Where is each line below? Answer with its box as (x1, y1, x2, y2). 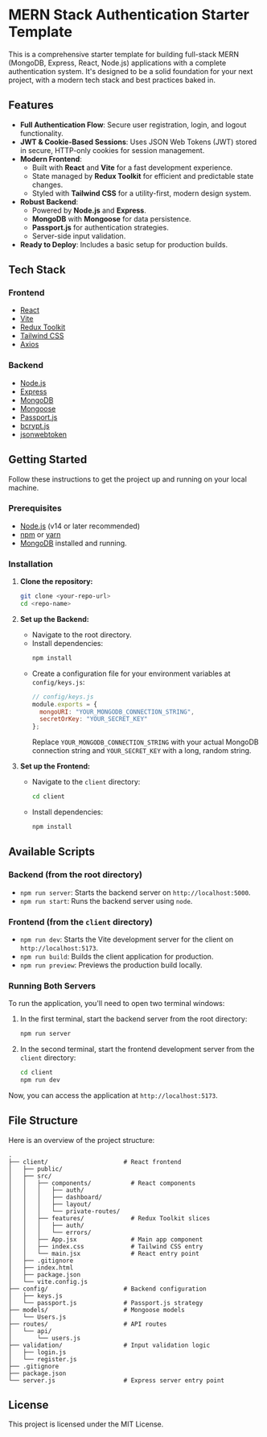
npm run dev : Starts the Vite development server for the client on (19, 934, 234, 944)
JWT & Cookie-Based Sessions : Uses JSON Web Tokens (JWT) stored (19, 137, 257, 147)
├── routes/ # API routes (8, 1319, 167, 1328)
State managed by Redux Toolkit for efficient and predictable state (31, 171, 254, 180)
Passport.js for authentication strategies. (31, 222, 169, 232)
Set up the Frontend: (19, 761, 91, 771)
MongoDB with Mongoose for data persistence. (31, 213, 191, 223)
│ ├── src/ (8, 1172, 52, 1180)
